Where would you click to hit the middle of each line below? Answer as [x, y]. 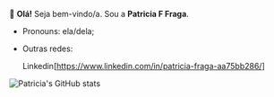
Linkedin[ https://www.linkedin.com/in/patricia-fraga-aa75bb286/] [144, 66]
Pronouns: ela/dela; [58, 31]
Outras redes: [47, 48]
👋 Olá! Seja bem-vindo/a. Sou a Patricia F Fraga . [99, 14]
